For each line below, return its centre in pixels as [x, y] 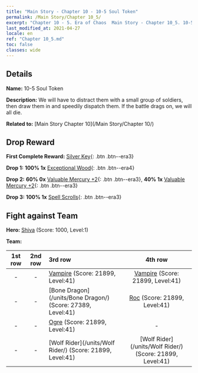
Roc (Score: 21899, [157, 298]
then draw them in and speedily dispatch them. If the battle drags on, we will [99, 106]
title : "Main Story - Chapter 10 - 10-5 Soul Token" [72, 12]
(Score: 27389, [70, 305]
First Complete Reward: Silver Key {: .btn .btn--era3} [70, 157]
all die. [14, 112]
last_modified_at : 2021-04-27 [43, 28]
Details [19, 74]
